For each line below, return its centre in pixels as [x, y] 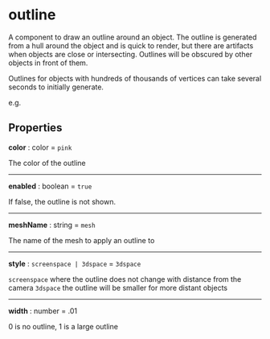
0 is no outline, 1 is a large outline [63, 326]
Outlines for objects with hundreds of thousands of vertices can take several [135, 78]
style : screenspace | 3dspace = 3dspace [75, 263]
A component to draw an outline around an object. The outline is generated [133, 37]
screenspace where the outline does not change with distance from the [125, 279]
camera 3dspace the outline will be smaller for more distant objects [118, 287]
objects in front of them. [48, 63]
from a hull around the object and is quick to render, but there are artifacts [131, 45]
